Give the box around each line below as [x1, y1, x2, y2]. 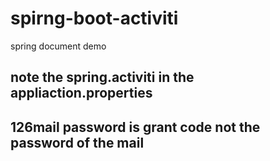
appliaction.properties [10, 85, 153, 102]
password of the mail [10, 134, 145, 151]
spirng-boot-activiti [10, 7, 179, 30]
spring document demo [10, 40, 107, 52]
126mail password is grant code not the [10, 118, 261, 136]
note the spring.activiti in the [10, 69, 195, 86]
